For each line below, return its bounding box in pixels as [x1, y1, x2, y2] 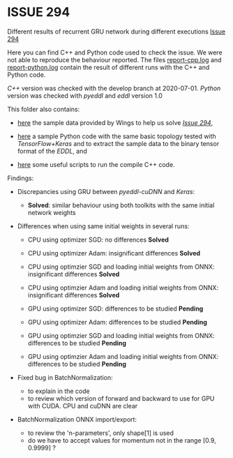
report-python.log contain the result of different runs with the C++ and [7, 63, 210, 71]
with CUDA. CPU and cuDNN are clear [27, 401, 138, 410]
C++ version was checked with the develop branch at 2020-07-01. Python [7, 84, 221, 92]
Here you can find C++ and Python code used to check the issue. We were [7, 48, 223, 57]
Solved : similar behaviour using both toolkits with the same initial [27, 200, 215, 209]
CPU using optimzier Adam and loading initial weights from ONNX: [27, 283, 218, 292]
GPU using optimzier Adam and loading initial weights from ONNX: [27, 352, 219, 360]
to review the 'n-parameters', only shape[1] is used [27, 429, 174, 437]
